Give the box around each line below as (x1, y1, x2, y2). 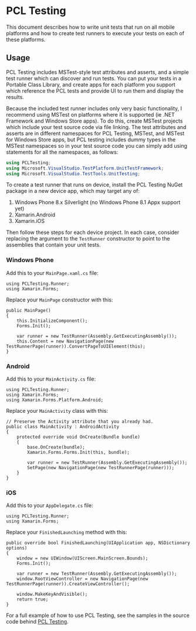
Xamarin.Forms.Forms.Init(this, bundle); (27, 449, 130, 455)
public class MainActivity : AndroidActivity (6, 423, 119, 429)
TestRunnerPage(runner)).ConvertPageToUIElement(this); (6, 343, 146, 350)
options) (6, 545, 28, 551)
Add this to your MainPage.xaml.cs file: (6, 269, 99, 276)
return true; (16, 596, 49, 602)
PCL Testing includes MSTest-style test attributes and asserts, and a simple (6, 69, 189, 76)
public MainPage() (6, 307, 51, 313)
